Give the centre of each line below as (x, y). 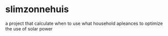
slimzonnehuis (37, 9)
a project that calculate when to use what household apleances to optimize (84, 23)
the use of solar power (29, 28)
